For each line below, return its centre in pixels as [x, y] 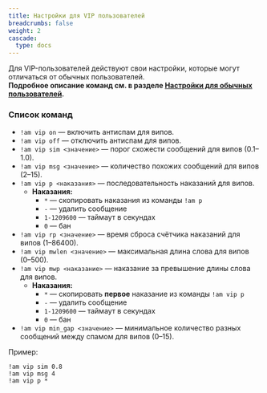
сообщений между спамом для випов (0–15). [97, 337]
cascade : [23, 38]
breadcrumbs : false [41, 23]
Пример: [23, 352]
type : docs [34, 46]
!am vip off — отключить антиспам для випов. [101, 140]
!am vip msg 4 [32, 374]
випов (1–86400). [49, 243]
